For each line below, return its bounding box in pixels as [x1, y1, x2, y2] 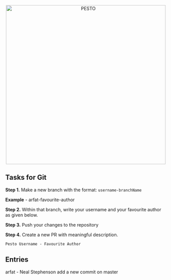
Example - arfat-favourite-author [5, 197, 75, 203]
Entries [5, 255, 29, 264]
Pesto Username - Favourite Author [5, 241, 81, 246]
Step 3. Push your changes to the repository [5, 221, 99, 228]
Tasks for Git [5, 173, 47, 182]
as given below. [5, 212, 38, 218]
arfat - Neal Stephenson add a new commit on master [5, 269, 118, 275]
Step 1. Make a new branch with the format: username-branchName [5, 186, 142, 193]
